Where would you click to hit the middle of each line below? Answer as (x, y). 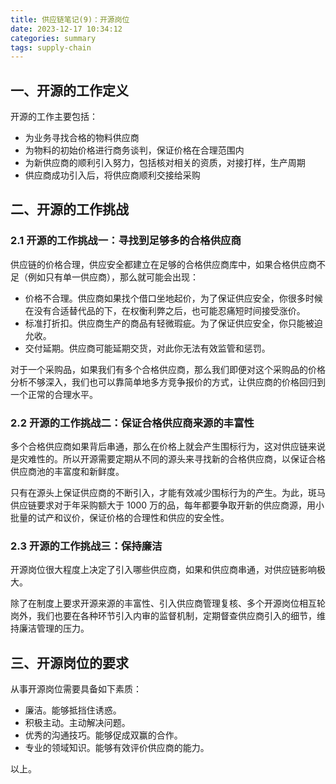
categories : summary (53, 38)
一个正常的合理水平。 (54, 394)
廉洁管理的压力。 (54, 628)
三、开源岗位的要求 (69, 662)
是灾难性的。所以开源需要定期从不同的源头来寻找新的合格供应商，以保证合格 (168, 459)
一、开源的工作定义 (69, 90)
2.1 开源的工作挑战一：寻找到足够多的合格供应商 (126, 241)
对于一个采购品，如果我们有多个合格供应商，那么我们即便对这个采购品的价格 (168, 369)
